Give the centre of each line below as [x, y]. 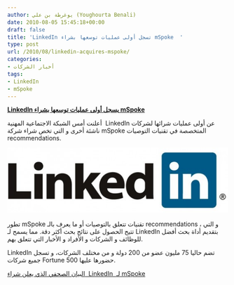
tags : [15, 74]
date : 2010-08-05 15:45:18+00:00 [56, 22]
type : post [23, 45]
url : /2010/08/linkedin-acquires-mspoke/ [69, 52]
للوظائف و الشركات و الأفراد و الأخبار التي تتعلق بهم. [75, 239]
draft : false [26, 29]
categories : [25, 60]
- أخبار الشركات [31, 67]
